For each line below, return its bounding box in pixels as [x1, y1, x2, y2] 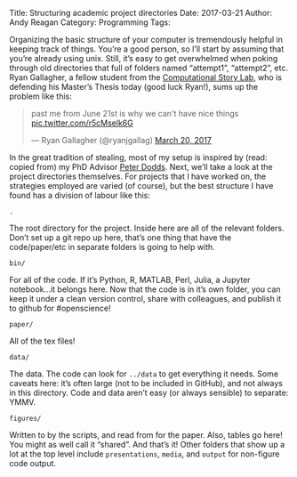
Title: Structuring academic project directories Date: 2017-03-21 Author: [9, 8, 273, 18]
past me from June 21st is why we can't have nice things [30, 109, 239, 118]
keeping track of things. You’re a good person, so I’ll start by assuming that [9, 44, 285, 54]
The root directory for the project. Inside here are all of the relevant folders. [9, 222, 285, 233]
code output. [9, 458, 56, 468]
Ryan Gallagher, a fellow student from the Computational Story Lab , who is [9, 72, 283, 83]
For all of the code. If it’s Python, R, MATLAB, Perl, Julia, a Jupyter [9, 275, 251, 285]
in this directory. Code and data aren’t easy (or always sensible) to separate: [9, 387, 289, 398]
